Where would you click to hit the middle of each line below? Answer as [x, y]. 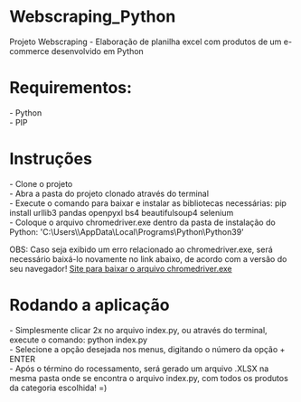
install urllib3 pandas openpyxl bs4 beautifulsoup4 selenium [122, 212]
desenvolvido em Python [98, 51]
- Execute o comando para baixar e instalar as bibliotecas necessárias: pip [148, 203]
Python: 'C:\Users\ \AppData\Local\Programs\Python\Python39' [127, 231]
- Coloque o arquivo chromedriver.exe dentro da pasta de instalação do [142, 222]
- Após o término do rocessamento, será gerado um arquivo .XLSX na [139, 369]
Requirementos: [71, 88]
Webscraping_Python [93, 17]
